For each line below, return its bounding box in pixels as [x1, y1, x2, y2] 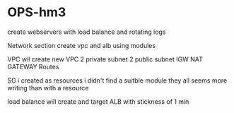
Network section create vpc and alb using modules [7, 41, 156, 49]
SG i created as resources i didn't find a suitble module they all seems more [7, 76, 228, 85]
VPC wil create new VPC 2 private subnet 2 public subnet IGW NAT [7, 54, 204, 64]
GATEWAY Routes [7, 62, 59, 71]
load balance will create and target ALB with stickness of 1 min [7, 97, 189, 106]
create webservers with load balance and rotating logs [7, 28, 166, 36]
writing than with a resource [7, 83, 89, 92]
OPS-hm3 [7, 4, 66, 20]
